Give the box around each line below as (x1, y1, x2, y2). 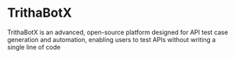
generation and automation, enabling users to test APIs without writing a (7, 35, 216, 43)
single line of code (7, 43, 61, 51)
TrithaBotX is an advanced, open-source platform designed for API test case (7, 28, 229, 36)
